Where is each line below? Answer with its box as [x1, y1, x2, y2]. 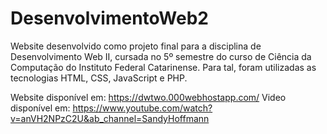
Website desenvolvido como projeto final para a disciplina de [10, 40, 262, 52]
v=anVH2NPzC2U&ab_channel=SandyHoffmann [10, 112, 210, 124]
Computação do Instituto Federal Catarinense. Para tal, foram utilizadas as [10, 61, 317, 73]
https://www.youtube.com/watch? [72, 102, 213, 114]
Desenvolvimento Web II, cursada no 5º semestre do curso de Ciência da [10, 50, 312, 62]
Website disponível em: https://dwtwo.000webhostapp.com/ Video [10, 91, 287, 103]
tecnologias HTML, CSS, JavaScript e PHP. [10, 72, 188, 84]
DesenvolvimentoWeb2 [10, 7, 209, 30]
